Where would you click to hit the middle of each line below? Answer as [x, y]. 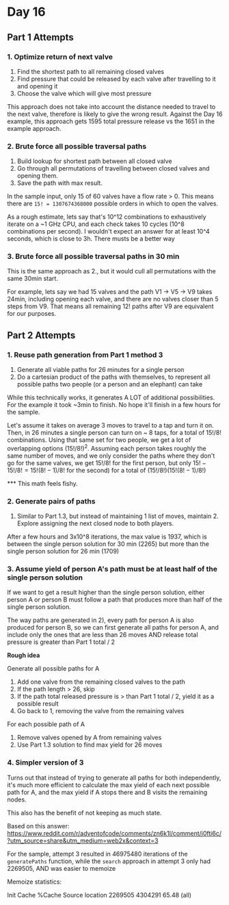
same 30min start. [32, 279]
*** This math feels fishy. [43, 483]
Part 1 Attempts [40, 37]
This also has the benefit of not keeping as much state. [84, 813]
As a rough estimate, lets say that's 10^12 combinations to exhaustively [107, 217]
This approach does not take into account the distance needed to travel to [111, 106]
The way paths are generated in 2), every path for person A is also [100, 620]
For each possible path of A [46, 724]
